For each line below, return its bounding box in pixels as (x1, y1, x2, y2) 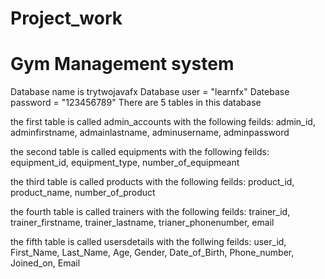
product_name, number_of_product (10, 187, 156, 199)
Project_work (10, 7, 123, 30)
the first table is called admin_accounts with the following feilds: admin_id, (10, 116, 316, 128)
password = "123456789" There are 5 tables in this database (10, 97, 262, 109)
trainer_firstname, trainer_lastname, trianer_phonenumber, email (10, 217, 275, 229)
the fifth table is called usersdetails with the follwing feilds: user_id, (10, 236, 287, 248)
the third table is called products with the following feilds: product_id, (10, 176, 295, 188)
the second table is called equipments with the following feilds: (10, 146, 270, 158)
